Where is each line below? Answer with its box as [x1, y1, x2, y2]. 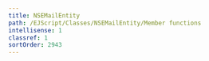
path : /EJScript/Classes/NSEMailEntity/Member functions [8, 19, 202, 27]
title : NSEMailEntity [8, 11, 81, 20]
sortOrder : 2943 [8, 41, 62, 49]
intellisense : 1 [8, 26, 62, 34]
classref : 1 [8, 33, 48, 42]
